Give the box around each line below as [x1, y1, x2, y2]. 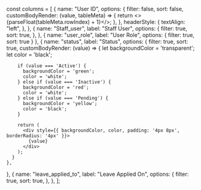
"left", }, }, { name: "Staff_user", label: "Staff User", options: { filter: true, [6, 25, 187, 32]
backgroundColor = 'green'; [22, 68, 95, 74]
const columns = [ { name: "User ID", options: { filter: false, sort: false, [6, 6, 184, 12]
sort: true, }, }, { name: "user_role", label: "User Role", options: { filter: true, [6, 31, 195, 39]
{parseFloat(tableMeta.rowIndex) [6, 18, 90, 25]
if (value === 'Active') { [17, 63, 87, 69]
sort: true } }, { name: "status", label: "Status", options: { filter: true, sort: [6, 38, 189, 45]
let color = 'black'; [6, 51, 52, 58]
